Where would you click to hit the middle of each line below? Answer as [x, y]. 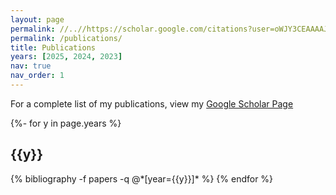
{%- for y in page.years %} [66, 123]
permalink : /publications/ [66, 38]
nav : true [31, 66]
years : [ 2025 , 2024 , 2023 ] [66, 57]
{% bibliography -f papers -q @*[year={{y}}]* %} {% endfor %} [142, 178]
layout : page [37, 19]
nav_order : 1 [37, 76]
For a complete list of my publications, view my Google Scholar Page [152, 103]
